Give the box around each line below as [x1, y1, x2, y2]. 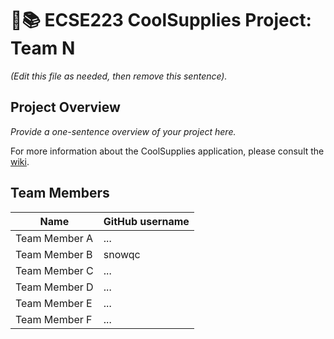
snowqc [103, 247, 141, 261]
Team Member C [15, 263, 94, 277]
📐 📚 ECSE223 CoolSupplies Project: [10, 9, 312, 32]
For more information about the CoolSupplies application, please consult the [10, 145, 325, 157]
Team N [10, 37, 76, 60]
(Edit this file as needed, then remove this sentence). [10, 70, 228, 82]
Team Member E [15, 296, 93, 310]
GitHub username [103, 214, 190, 228]
